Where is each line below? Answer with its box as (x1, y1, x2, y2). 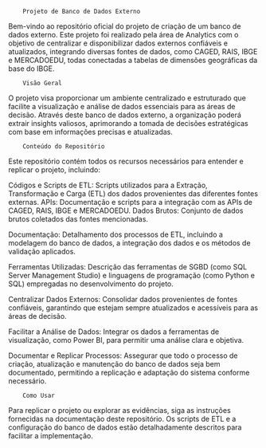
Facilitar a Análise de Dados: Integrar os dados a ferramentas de (8, 327, 220, 336)
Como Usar (22, 391, 56, 399)
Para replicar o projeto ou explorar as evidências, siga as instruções (8, 406, 231, 415)
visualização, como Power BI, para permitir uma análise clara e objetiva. (8, 336, 244, 344)
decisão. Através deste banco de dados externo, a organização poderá (8, 110, 241, 120)
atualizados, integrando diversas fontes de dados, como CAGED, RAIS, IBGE (8, 47, 258, 56)
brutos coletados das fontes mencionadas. (8, 214, 149, 223)
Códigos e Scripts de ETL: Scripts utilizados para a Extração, (8, 180, 209, 190)
